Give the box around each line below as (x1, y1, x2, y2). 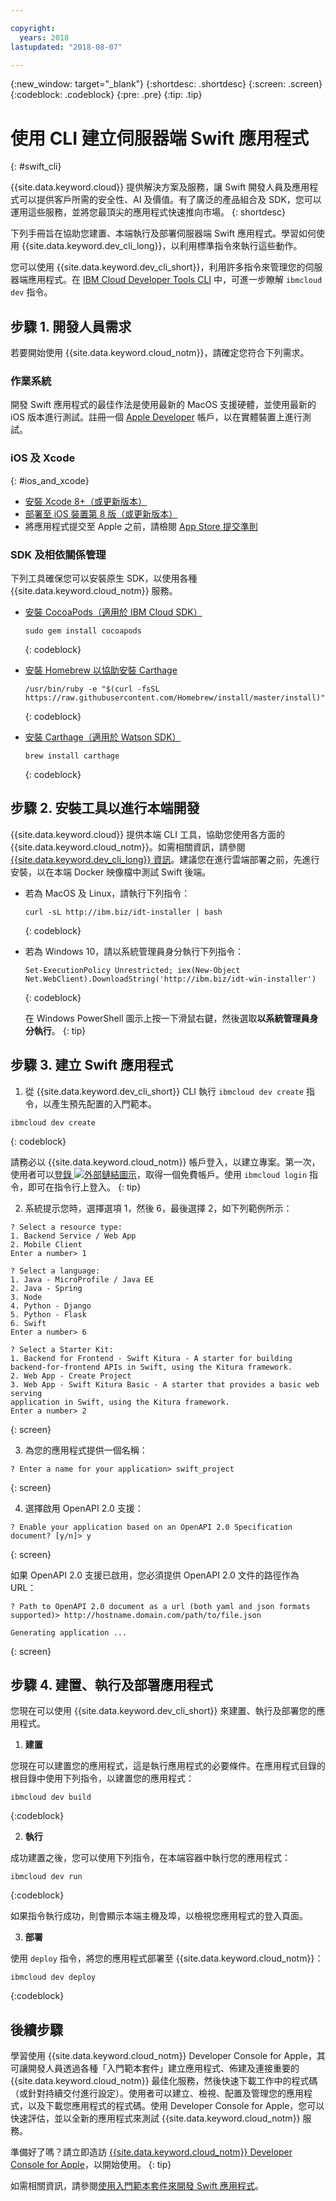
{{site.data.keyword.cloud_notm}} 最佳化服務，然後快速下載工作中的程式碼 (10, 2075, 318, 2087)
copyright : (10, 23, 56, 33)
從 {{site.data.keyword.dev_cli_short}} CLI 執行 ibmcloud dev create (24, 1085, 305, 1097)
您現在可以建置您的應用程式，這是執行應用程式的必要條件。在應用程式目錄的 (10, 1760, 326, 1772)
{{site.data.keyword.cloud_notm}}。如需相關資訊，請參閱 (10, 841, 246, 853)
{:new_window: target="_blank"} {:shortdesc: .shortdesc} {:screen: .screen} (10, 78, 323, 90)
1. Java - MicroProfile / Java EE (10, 1274, 155, 1285)
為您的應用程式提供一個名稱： (24, 1444, 148, 1456)
